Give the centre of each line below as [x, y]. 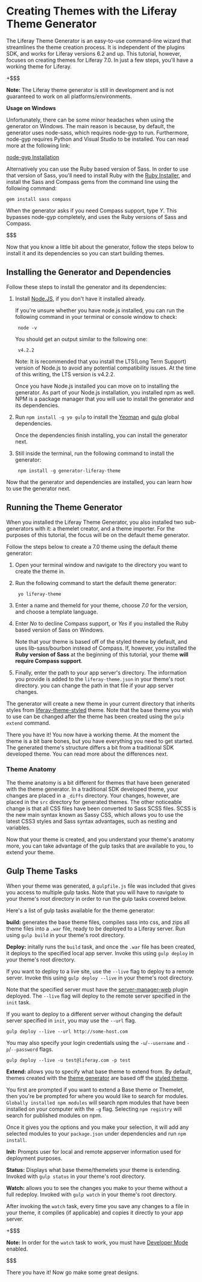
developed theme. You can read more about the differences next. [87, 754]
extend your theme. [31, 852]
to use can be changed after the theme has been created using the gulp [96, 716]
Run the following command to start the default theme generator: [96, 583]
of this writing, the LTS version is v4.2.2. [65, 374]
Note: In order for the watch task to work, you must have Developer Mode [97, 1242]
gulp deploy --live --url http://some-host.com [67, 1032]
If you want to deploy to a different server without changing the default [94, 1014]
